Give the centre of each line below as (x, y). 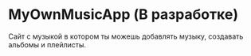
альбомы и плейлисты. (47, 44)
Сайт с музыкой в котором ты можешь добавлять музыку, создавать (126, 36)
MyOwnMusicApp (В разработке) (124, 15)
